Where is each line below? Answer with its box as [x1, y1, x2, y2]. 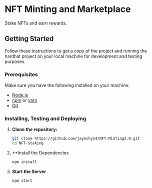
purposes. [4, 58, 26, 64]
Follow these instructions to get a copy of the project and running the [4, 47, 147, 53]
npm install [11, 159, 37, 164]
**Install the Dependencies [11, 150, 69, 156]
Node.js [11, 92, 28, 98]
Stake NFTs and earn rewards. [4, 20, 67, 26]
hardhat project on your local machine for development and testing [4, 53, 142, 59]
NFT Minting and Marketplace [4, 3, 131, 15]
